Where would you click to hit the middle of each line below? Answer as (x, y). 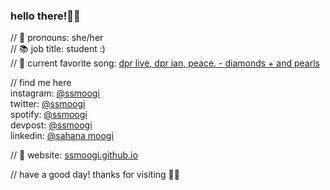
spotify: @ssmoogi (49, 115)
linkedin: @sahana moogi (62, 136)
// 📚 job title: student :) (58, 49)
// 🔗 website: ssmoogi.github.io (74, 155)
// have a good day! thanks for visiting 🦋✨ (95, 175)
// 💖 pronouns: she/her (57, 38)
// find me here (41, 83)
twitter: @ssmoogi (48, 104)
